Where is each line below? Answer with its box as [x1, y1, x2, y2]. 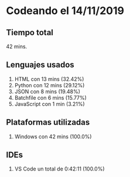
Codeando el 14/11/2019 [6, 4, 125, 18]
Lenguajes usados [6, 60, 74, 70]
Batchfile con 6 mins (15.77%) [14, 94, 87, 101]
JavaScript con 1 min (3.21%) [14, 100, 85, 107]
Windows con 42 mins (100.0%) [14, 133, 92, 140]
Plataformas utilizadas [6, 117, 90, 127]
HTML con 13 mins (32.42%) [14, 75, 84, 83]
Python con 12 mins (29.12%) [14, 81, 85, 88]
